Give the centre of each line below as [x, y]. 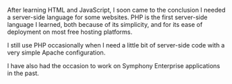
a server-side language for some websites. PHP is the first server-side [107, 17]
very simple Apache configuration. [56, 52]
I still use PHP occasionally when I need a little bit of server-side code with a [116, 45]
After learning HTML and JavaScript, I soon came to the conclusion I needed [116, 10]
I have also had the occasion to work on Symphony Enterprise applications [114, 66]
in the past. [23, 73]
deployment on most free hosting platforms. [70, 32]
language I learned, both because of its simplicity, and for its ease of [105, 24]
